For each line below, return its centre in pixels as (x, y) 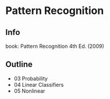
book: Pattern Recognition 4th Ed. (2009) (55, 46)
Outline (19, 64)
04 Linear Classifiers (39, 84)
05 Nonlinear (29, 91)
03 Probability (31, 78)
